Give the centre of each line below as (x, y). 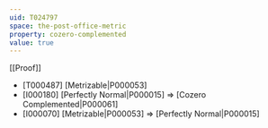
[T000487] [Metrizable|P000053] (85, 85)
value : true (31, 43)
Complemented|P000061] (70, 105)
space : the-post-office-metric (68, 26)
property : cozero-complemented (68, 34)
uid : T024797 (34, 17)
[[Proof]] (26, 68)
